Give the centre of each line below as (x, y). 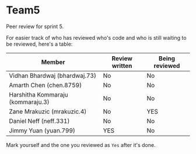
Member (53, 62)
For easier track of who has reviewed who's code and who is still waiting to (96, 37)
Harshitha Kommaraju (38, 94)
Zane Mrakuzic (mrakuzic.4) (48, 111)
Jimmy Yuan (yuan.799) (42, 131)
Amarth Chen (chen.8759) (45, 85)
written (122, 66)
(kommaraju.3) (29, 102)
